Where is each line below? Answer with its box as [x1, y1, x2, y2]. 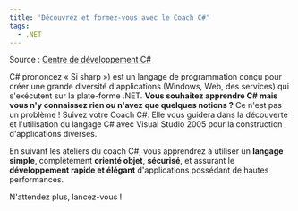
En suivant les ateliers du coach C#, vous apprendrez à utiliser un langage [9, 146, 284, 156]
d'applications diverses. [9, 129, 98, 139]
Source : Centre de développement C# [9, 55, 152, 65]
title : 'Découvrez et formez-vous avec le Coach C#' [9, 13, 210, 22]
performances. [9, 174, 64, 185]
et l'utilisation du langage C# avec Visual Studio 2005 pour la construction [9, 119, 283, 130]
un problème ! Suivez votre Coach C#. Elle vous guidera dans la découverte [9, 109, 288, 121]
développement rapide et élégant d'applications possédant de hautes [9, 165, 269, 175]
